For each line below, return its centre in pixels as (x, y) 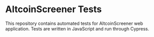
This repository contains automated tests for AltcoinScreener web (74, 23)
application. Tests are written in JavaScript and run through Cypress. (77, 28)
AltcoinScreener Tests (54, 9)
